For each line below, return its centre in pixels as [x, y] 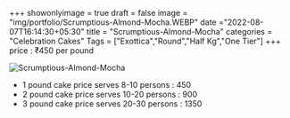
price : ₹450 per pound [52, 51]
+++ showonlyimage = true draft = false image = [99, 13]
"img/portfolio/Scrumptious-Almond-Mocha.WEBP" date [113, 22]
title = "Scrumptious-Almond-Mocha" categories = [179, 31]
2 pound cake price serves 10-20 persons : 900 [110, 94]
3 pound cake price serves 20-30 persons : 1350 [112, 104]
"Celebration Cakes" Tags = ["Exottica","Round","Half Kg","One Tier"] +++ [145, 41]
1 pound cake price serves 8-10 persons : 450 [107, 85]
